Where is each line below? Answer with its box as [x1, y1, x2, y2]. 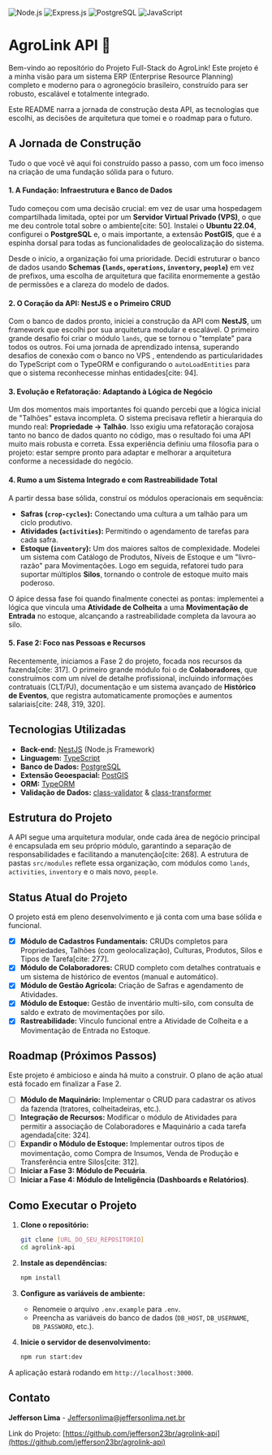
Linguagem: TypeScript [19, 753, 101, 762]
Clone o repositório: [19, 1220, 89, 1230]
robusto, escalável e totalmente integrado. [8, 89, 150, 98]
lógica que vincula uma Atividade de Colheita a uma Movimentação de [8, 602, 249, 612]
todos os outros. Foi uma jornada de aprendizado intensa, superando [8, 342, 240, 352]
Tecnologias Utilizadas [8, 723, 127, 736]
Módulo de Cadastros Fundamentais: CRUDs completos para [19, 936, 228, 946]
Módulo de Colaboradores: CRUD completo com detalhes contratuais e [19, 963, 261, 973]
